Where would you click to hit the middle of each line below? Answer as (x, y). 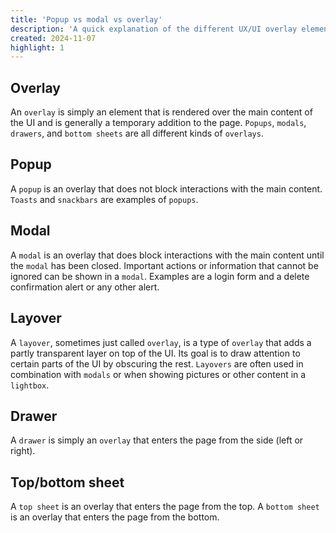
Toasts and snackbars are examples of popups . (104, 199)
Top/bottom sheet (67, 482)
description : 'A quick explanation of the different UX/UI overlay (154, 29)
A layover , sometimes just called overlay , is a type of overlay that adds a (161, 342)
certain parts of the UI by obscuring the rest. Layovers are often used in (157, 363)
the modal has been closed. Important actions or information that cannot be (164, 265)
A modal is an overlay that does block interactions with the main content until (167, 255)
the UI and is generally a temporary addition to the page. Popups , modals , (158, 123)
